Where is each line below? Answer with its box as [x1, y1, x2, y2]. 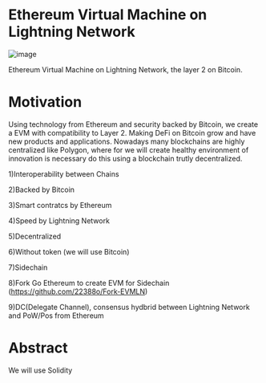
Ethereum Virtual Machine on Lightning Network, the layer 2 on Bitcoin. [8, 64, 243, 74]
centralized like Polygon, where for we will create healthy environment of [8, 145, 249, 154]
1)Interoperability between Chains [8, 169, 119, 178]
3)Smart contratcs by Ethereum [8, 200, 112, 210]
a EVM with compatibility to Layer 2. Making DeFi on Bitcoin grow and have [8, 128, 256, 137]
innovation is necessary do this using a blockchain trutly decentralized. [8, 153, 243, 163]
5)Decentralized [8, 231, 62, 241]
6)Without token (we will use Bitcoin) [8, 247, 130, 256]
